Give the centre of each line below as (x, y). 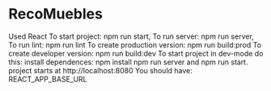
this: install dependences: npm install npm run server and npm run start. (128, 62)
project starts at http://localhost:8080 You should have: (100, 70)
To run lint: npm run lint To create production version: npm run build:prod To (135, 44)
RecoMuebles (56, 14)
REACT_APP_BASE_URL (48, 79)
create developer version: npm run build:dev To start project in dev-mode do (136, 53)
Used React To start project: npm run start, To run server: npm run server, (131, 36)
